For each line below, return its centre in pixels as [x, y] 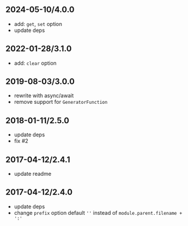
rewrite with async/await [44, 96]
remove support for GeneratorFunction [61, 102]
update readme [32, 174]
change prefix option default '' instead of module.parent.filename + [98, 212]
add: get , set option [38, 24]
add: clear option [35, 63]
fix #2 [21, 141]
